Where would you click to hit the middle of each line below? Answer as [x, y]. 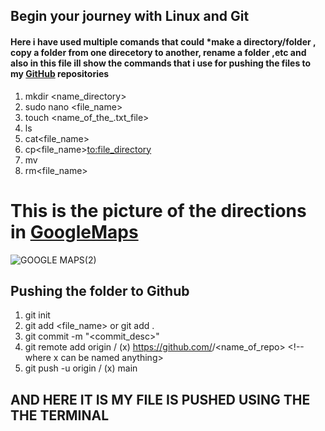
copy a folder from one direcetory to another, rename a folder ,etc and [158, 52]
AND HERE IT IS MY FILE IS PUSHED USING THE [160, 399]
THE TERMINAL [60, 415]
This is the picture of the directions [158, 210]
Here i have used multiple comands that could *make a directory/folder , [163, 41]
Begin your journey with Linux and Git [130, 16]
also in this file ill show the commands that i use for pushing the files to [161, 63]
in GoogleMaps [74, 231]
